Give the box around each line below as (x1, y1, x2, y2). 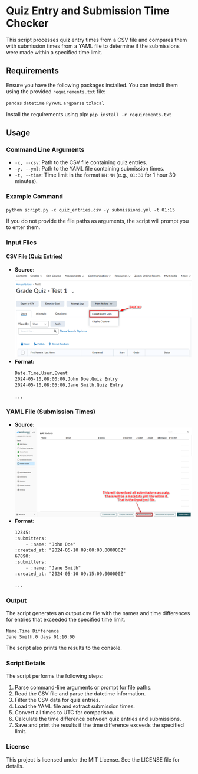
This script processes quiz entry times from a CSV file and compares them (6, 36, 187, 43)
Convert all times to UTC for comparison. (14, 709, 115, 716)
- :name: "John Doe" (25, 541, 76, 547)
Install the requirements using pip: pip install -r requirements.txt (6, 110, 172, 117)
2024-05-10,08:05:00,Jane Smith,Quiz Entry (14, 382, 124, 388)
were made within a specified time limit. (6, 48, 103, 55)
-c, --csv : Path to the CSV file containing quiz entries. (14, 159, 147, 166)
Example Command (6, 192, 64, 201)
